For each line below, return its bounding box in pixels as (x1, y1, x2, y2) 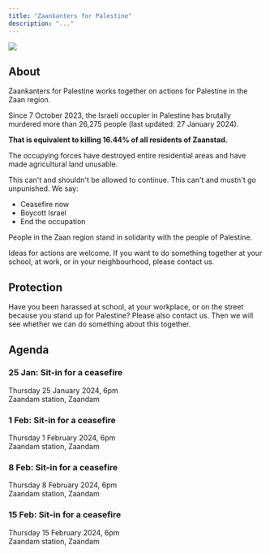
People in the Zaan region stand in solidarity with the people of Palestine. (8, 232, 253, 242)
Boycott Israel (19, 208, 66, 218)
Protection (8, 280, 63, 294)
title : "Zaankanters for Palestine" (8, 11, 132, 20)
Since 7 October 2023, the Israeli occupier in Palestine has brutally (8, 110, 231, 120)
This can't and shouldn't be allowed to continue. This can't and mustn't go (8, 175, 257, 185)
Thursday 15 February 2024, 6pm (8, 527, 120, 537)
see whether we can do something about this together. (8, 319, 191, 329)
